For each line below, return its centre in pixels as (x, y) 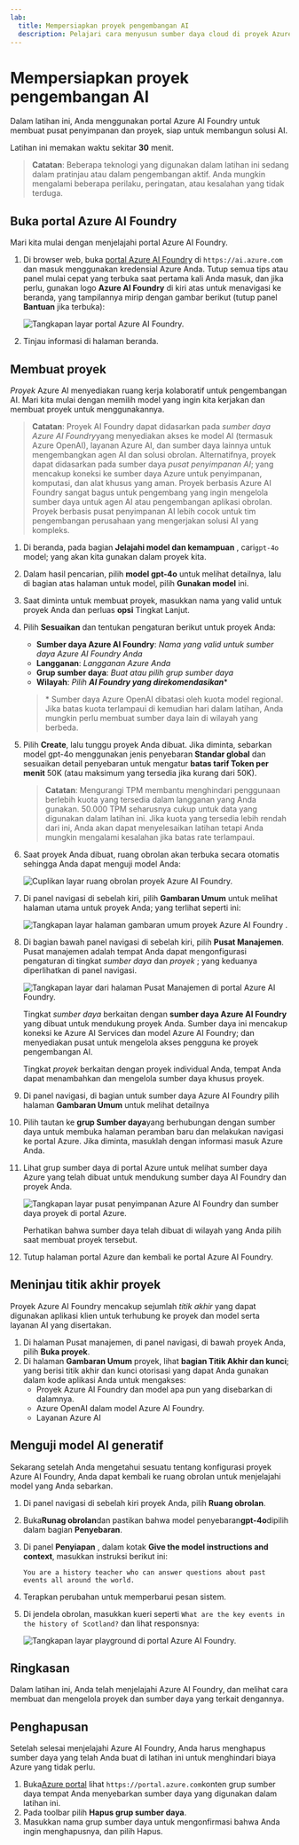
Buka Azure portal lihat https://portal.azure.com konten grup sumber (149, 1785)
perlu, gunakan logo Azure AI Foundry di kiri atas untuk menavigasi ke (152, 288)
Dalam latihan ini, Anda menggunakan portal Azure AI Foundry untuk (135, 122)
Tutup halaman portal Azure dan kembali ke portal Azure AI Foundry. (148, 1257)
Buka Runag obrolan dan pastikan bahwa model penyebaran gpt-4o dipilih (156, 1520)
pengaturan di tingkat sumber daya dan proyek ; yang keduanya (140, 961)
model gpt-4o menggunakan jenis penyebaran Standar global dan (144, 754)
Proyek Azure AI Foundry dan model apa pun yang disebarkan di (154, 1389)
